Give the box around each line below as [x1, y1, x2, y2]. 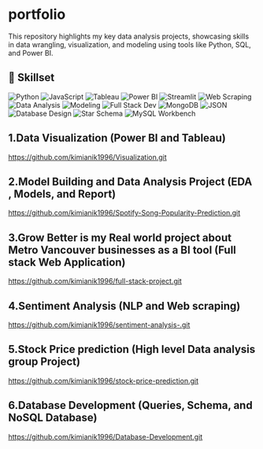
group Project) [8, 355, 81, 369]
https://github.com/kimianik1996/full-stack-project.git [8, 277, 183, 286]
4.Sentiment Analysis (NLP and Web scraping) [8, 299, 241, 312]
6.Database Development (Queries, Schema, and [8, 399, 254, 412]
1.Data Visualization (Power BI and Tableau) [8, 131, 226, 145]
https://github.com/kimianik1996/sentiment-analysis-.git [8, 320, 191, 329]
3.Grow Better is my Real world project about [8, 230, 232, 245]
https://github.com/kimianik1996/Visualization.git [8, 152, 167, 162]
